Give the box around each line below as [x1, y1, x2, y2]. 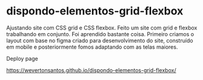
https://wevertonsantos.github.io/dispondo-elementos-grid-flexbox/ [6, 66, 177, 73]
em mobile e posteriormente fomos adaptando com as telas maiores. [6, 43, 178, 51]
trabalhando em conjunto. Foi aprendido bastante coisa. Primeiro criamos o [6, 30, 195, 37]
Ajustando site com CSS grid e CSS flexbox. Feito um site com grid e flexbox [6, 24, 198, 31]
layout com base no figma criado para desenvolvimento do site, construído [6, 37, 193, 44]
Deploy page [6, 55, 38, 62]
